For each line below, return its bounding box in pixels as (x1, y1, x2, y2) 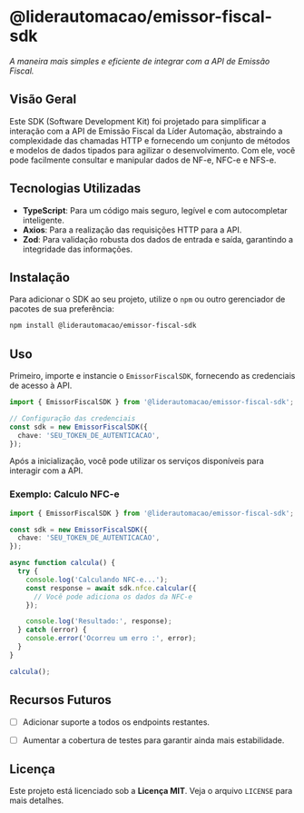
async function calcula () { (9, 559, 116, 568)
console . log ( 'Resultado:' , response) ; (25, 617, 172, 626)
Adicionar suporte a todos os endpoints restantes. (22, 716, 211, 728)
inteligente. (22, 214, 65, 225)
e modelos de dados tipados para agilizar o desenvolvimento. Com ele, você (9, 144, 296, 155)
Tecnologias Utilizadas (9, 181, 142, 196)
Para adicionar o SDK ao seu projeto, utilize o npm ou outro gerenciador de (9, 293, 286, 305)
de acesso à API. (9, 380, 73, 392)
